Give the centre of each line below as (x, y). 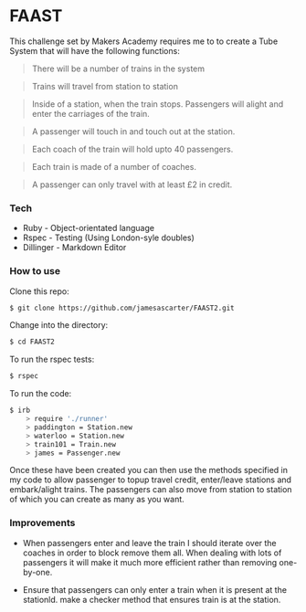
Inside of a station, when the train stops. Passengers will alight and (158, 104)
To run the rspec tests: (52, 359)
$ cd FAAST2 (32, 342)
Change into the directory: (59, 325)
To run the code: (41, 394)
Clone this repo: (40, 291)
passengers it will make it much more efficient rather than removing (150, 562)
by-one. (37, 572)
